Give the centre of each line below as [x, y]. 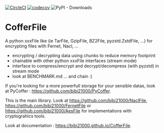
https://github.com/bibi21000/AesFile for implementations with [68, 111]
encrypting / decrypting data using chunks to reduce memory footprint [84, 55]
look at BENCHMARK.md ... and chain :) [52, 76]
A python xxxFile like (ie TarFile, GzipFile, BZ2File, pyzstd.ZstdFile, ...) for [79, 41]
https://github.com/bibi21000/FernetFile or [48, 106]
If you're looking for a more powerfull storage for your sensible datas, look [80, 86]
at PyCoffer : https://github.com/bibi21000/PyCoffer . [58, 91]
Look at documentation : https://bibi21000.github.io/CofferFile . [68, 125]
